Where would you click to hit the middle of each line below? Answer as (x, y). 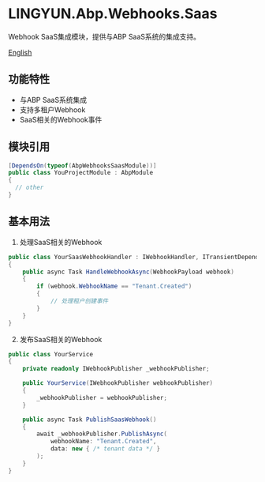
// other (30, 188)
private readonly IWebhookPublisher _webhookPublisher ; (116, 369)
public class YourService (50, 354)
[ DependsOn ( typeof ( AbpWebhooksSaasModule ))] (82, 166)
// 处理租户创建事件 (79, 301)
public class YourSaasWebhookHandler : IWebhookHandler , (104, 257)
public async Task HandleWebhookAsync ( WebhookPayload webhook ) (129, 272)
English (20, 52)
